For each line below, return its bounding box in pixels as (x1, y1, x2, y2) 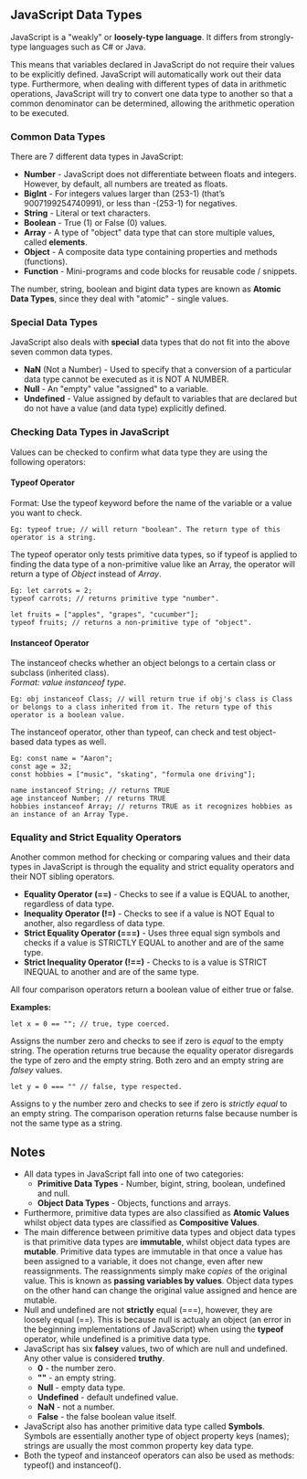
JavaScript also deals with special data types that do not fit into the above (10, 337, 291, 348)
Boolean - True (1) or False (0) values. (23, 217, 167, 228)
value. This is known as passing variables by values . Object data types (23, 1275, 294, 1286)
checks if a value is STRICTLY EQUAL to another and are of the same (23, 937, 284, 948)
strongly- (259, 31, 294, 42)
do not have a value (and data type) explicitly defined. (23, 403, 228, 414)
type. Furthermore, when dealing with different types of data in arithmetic (10, 78, 287, 90)
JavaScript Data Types (10, 7, 143, 23)
